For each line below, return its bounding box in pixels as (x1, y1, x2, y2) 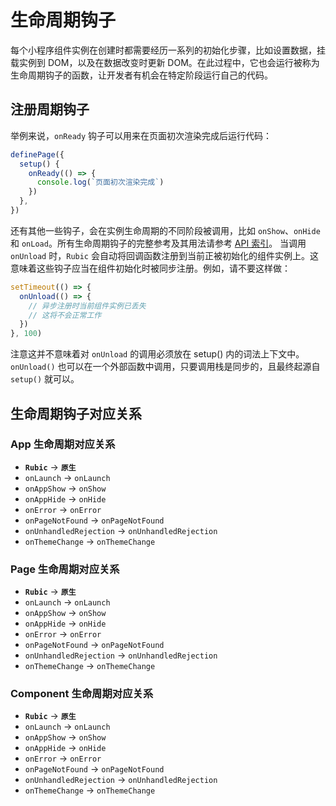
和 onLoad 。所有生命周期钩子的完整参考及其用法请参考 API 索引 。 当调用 (10, 237, 307, 249)
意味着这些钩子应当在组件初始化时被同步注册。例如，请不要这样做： (10, 262, 291, 274)
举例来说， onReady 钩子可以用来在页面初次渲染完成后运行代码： (10, 129, 273, 141)
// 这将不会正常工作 (28, 310, 102, 320)
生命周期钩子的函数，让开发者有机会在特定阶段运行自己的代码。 (10, 69, 273, 81)
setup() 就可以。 (10, 373, 80, 385)
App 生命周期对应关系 (10, 437, 116, 451)
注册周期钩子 (10, 101, 90, 118)
